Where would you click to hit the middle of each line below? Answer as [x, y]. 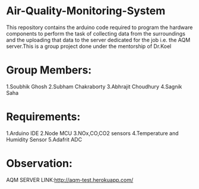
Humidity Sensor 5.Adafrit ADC [44, 139]
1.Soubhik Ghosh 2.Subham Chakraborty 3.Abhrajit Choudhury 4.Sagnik [94, 87]
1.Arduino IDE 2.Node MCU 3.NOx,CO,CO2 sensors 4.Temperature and [92, 133]
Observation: [39, 164]
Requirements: [43, 117]
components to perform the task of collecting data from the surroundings [96, 33]
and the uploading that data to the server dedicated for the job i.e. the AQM [98, 40]
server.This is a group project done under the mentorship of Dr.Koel [89, 46]
